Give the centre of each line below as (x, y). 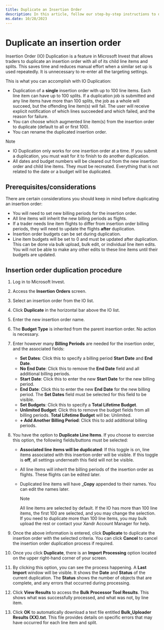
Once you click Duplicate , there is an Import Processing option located (84, 553)
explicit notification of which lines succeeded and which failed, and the (84, 111)
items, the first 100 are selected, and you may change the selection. (88, 513)
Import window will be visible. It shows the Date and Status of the (79, 573)
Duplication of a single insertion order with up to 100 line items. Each (82, 91)
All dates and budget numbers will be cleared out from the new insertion (85, 161)
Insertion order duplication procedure (64, 270)
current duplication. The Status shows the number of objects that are (82, 577)
